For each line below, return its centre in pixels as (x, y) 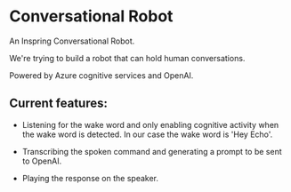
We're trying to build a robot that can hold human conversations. (127, 58)
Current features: (59, 104)
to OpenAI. (42, 161)
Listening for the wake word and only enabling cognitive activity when (150, 124)
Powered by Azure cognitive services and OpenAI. (101, 75)
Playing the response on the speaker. (90, 178)
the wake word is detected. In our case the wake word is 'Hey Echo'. (147, 134)
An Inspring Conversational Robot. (72, 41)
